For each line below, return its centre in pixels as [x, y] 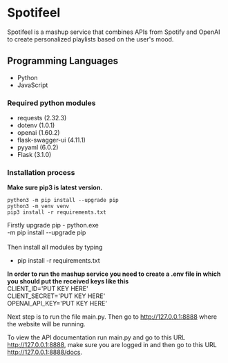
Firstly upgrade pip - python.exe [53, 225]
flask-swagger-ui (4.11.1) [51, 140]
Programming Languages [63, 61]
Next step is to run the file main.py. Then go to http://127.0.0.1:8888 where [112, 317]
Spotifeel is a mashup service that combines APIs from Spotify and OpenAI [114, 32]
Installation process [41, 172]
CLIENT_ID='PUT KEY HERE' [48, 289]
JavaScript [32, 85]
